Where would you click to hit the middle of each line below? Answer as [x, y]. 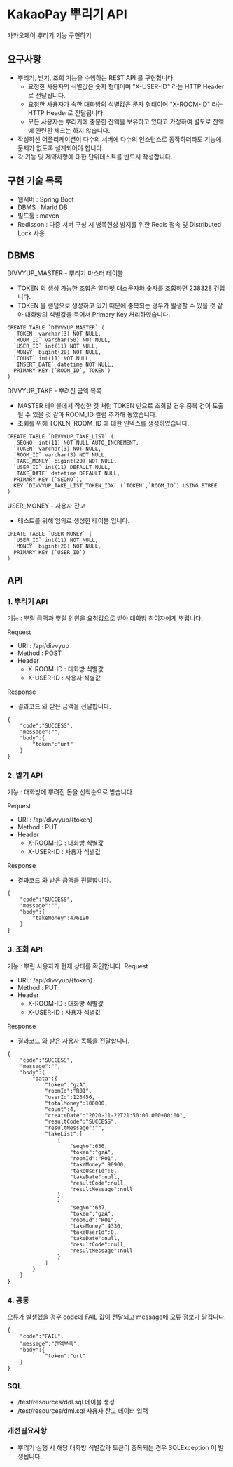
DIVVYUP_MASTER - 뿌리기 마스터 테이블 [65, 273]
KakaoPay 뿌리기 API [67, 14]
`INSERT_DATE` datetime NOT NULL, [64, 365]
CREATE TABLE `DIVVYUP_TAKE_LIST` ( [61, 437]
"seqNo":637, [89, 1208]
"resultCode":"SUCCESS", [81, 1121]
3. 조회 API [25, 949]
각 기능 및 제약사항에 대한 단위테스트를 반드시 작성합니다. [95, 157]
